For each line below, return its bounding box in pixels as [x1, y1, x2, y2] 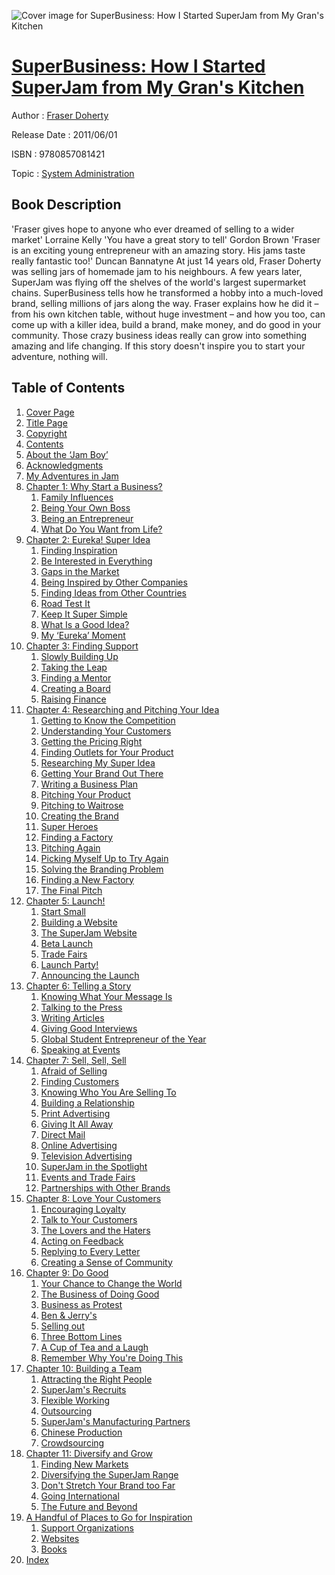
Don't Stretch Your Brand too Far [40, 1479, 176, 1491]
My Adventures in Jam [25, 470, 119, 482]
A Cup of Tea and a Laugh [40, 1341, 149, 1353]
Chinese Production [40, 1426, 123, 1438]
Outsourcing [40, 1405, 93, 1417]
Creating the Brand [40, 810, 119, 822]
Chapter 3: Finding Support [25, 640, 139, 652]
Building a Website [40, 916, 118, 928]
